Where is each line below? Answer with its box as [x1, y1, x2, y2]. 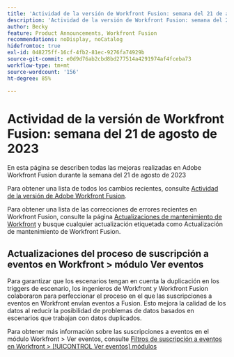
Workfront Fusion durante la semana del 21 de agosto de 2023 [7, 171, 187, 180]
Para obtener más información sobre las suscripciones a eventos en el [7, 328, 209, 336]
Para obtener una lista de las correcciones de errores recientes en [7, 205, 197, 214]
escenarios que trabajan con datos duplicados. [7, 314, 142, 322]
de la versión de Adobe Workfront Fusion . [7, 192, 127, 200]
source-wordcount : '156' [7, 68, 79, 75]
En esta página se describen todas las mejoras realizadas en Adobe [7, 164, 202, 172]
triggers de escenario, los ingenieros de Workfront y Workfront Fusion [7, 285, 209, 293]
